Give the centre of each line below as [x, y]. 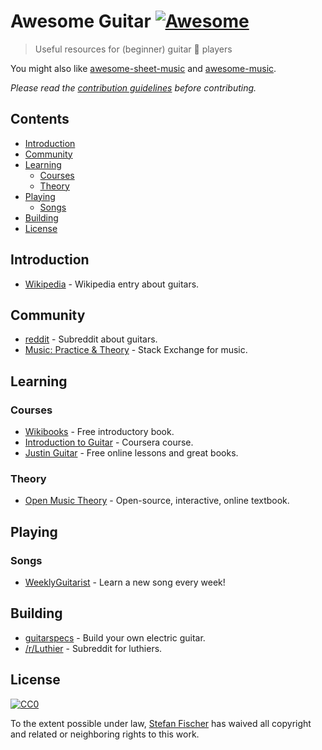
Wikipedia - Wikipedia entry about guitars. [112, 284]
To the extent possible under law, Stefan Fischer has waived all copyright [161, 723]
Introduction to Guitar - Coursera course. [109, 442]
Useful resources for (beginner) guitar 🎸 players [133, 49]
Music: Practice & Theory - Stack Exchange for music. [136, 350]
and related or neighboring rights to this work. [105, 734]
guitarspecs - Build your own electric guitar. [115, 637]
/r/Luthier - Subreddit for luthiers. [93, 648]
